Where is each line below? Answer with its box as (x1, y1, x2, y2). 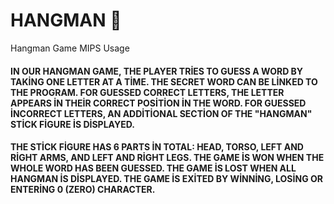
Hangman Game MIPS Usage (10, 42, 130, 54)
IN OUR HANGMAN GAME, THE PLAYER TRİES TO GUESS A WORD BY (10, 65, 304, 77)
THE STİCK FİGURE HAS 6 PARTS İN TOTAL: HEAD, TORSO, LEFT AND (10, 141, 304, 153)
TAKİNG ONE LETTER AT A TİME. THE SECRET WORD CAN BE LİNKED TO (10, 75, 318, 88)
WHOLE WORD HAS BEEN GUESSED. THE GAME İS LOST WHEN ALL (10, 162, 297, 174)
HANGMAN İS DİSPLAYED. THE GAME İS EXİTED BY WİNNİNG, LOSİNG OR (10, 173, 323, 185)
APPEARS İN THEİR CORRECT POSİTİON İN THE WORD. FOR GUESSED (10, 97, 307, 109)
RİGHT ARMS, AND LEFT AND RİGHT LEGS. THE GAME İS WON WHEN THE (10, 152, 325, 164)
